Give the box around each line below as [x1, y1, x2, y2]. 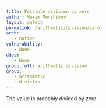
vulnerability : [6, 41, 43, 47]
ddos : [6, 52, 19, 58]
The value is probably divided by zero [6, 95, 97, 102]
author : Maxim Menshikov [6, 14, 66, 20]
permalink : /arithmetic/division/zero [6, 25, 100, 31]
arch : [6, 30, 19, 36]
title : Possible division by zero [6, 8, 90, 15]
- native [13, 36, 35, 41]
